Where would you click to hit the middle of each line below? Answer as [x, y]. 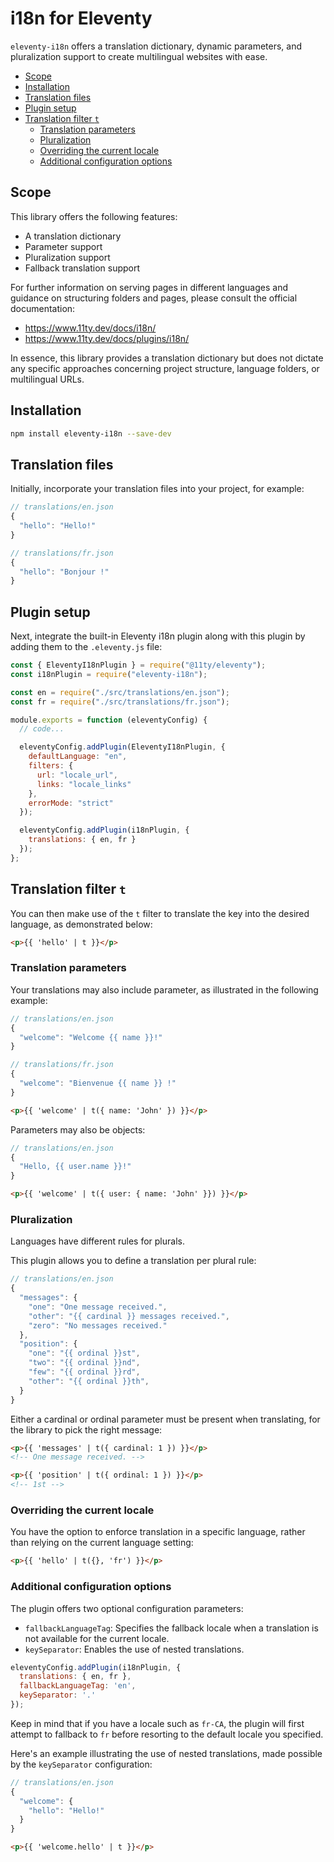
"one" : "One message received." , [98, 1307]
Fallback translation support [82, 268]
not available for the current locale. [97, 1638]
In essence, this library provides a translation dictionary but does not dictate [167, 358]
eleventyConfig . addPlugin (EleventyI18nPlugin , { [122, 747]
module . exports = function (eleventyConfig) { [109, 720]
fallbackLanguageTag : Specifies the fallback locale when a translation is [171, 1628]
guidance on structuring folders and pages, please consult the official [154, 298]
